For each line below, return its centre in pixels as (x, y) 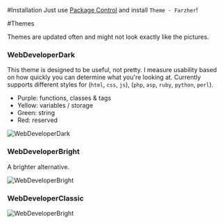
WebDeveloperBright (43, 152)
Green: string (36, 113)
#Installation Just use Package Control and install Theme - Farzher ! (103, 10)
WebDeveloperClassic (46, 198)
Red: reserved (37, 120)
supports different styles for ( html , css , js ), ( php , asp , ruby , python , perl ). (110, 85)
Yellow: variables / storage (55, 105)
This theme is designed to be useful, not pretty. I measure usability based (112, 70)
